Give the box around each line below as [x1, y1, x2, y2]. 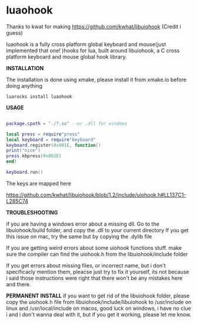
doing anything [6, 82, 43, 89]
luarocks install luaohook [6, 94, 72, 100]
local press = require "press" [6, 131, 81, 137]
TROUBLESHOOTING [6, 209, 58, 216]
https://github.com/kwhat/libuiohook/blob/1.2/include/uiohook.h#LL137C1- [6, 191, 186, 198]
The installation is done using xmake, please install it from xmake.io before [6, 76, 187, 83]
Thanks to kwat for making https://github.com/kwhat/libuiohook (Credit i [6, 23, 181, 30]
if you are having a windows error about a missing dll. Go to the [6, 220, 160, 227]
